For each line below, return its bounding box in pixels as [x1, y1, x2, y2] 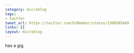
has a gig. [5, 43, 25, 48]
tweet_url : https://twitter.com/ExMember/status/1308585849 [5, 20, 130, 26]
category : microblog [5, 7, 47, 12]
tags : [5, 12, 16, 16]
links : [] [5, 25, 25, 30]
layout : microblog [5, 29, 42, 34]
